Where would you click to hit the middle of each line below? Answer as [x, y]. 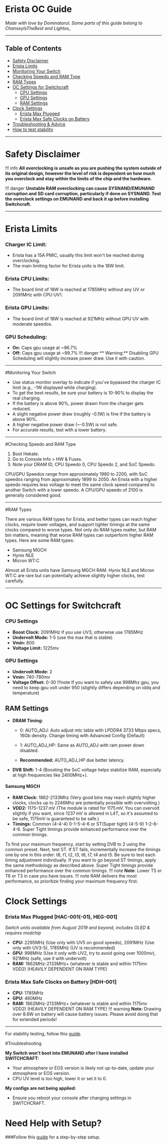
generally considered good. [33, 495]
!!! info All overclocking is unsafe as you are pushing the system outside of [83, 168]
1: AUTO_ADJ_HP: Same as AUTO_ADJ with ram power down [82, 745]
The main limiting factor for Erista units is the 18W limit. [69, 266]
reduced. [22, 409]
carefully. [15, 581]
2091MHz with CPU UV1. [38, 295]
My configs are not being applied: [41, 1088]
